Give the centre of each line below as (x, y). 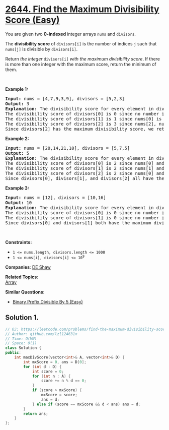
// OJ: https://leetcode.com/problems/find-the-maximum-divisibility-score (86, 329)
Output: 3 (17, 104)
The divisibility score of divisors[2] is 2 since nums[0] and (85, 173)
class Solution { (23, 348)
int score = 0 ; (48, 372)
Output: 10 (19, 202)
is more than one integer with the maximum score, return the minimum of (81, 64)
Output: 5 (17, 153)
